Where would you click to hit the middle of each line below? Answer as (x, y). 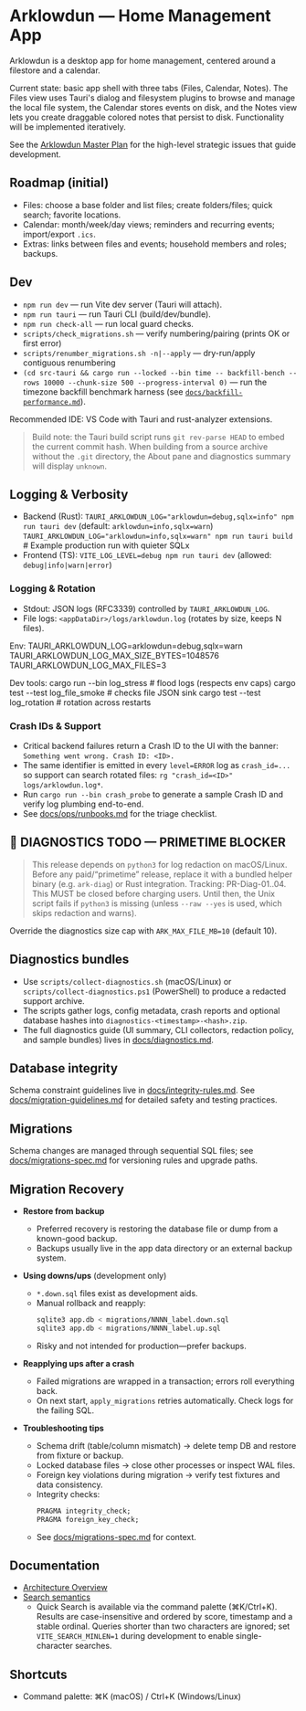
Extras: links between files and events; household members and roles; (154, 244)
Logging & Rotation (53, 588)
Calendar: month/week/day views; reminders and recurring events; (149, 224)
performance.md (52, 402)
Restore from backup (63, 1211)
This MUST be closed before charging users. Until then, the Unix (153, 893)
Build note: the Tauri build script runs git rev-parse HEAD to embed (158, 437)
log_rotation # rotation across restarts (80, 702)
